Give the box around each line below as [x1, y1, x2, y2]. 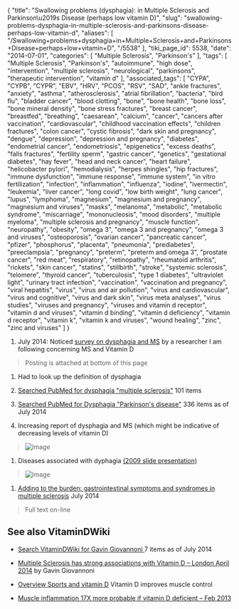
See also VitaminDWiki [7, 526, 110, 538]
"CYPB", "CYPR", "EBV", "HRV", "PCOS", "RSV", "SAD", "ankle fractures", [7, 82, 222, 90]
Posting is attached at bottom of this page [24, 359, 148, 367]
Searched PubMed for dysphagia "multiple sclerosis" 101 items [17, 386, 202, 394]
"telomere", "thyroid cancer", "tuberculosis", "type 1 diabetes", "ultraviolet [7, 270, 223, 279]
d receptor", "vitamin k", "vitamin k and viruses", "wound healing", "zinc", [7, 316, 222, 324]
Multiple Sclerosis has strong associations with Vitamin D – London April [17, 558, 230, 567]
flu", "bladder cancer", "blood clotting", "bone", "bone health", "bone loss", [7, 97, 226, 105]
